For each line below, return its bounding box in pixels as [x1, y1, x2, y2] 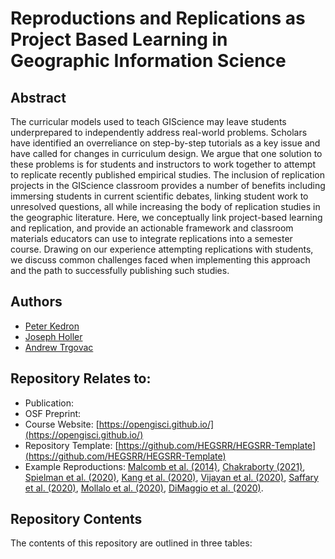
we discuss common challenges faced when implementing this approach [10, 254, 311, 266]
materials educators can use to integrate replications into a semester [10, 233, 293, 244]
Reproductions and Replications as [10, 7, 306, 30]
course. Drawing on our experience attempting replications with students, [10, 243, 314, 255]
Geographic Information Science [10, 50, 287, 72]
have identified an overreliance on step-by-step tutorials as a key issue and [10, 137, 321, 149]
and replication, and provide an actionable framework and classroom [10, 222, 294, 234]
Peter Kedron [24, 320, 80, 332]
